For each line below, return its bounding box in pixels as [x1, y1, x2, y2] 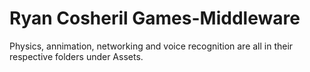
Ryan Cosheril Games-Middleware [9, 7, 301, 30]
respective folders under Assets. [9, 50, 144, 62]
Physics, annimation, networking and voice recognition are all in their [9, 40, 294, 52]
